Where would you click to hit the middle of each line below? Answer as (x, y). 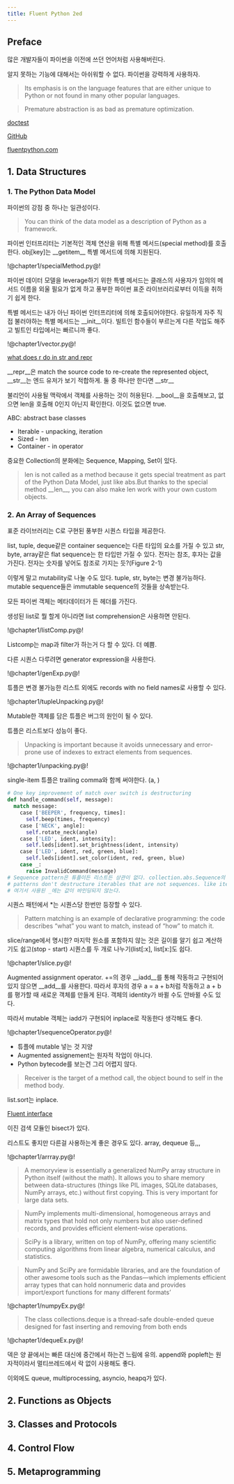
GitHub (17, 136)
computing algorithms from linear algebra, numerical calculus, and (119, 1249)
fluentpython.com (33, 150)
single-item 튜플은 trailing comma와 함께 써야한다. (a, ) (84, 780)
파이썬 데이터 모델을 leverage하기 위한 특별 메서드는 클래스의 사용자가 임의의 (111, 280)
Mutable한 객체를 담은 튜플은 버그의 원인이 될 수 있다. (80, 716)
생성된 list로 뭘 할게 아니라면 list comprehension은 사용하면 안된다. (99, 616)
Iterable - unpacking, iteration (60, 431)
